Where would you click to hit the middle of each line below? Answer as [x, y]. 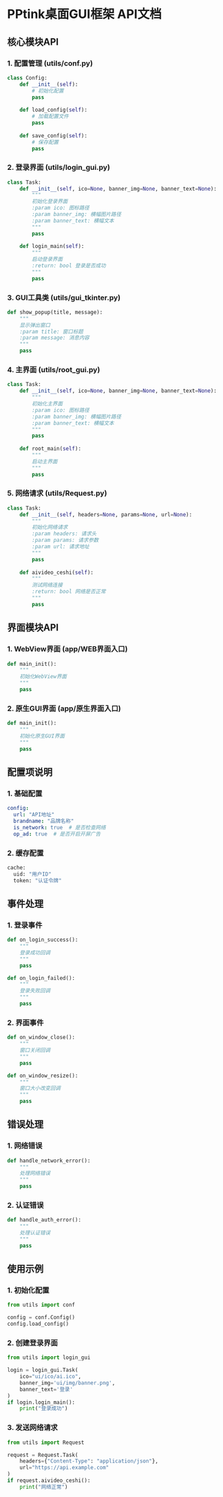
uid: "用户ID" [32, 874]
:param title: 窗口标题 [52, 331]
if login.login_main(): [41, 1402]
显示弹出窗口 [35, 325]
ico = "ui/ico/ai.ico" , [50, 1377]
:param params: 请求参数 [65, 540]
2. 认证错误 [25, 1205]
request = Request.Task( [43, 1455]
